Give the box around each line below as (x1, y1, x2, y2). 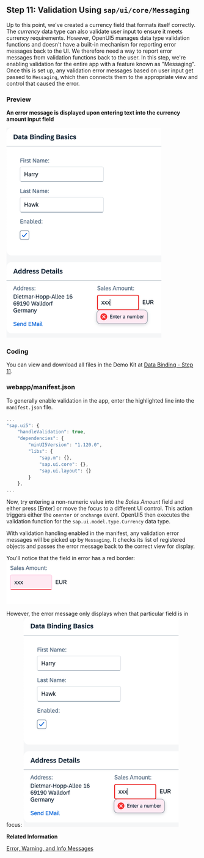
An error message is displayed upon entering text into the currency (6, 109, 180, 116)
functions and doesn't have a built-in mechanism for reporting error (6, 40, 177, 48)
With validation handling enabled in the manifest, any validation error (6, 530, 179, 537)
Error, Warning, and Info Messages (6, 845, 93, 852)
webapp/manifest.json (6, 383, 75, 392)
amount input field (6, 116, 54, 123)
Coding (6, 347, 29, 356)
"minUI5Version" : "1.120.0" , (28, 442, 103, 448)
